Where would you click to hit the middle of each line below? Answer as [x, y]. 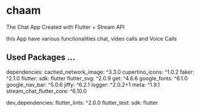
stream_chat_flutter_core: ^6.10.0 [46, 91]
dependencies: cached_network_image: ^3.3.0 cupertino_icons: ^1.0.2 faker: [100, 72]
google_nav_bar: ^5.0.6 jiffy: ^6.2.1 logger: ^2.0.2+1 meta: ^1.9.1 [83, 84]
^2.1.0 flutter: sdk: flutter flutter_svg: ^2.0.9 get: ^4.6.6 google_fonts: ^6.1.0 [97, 78]
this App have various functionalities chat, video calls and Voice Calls [92, 38]
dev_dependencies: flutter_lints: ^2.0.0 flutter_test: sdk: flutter [82, 102]
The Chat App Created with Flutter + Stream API [66, 27]
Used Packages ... [41, 57]
